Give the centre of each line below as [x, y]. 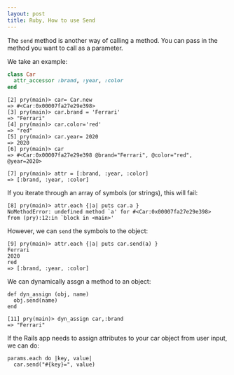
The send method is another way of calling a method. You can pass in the [113, 40]
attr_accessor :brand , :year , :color [69, 81]
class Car [22, 74]
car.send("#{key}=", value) [55, 365]
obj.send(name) [36, 301]
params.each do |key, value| [50, 359]
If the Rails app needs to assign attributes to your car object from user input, [117, 338]
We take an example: [37, 61]
